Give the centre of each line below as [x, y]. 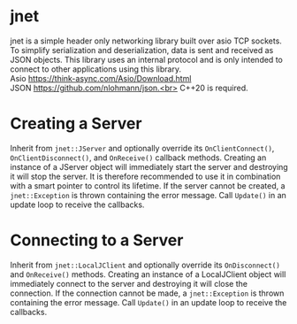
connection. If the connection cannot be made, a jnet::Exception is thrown [147, 293]
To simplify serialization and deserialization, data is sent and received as [142, 50]
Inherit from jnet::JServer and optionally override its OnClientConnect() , [142, 148]
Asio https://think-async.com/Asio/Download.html [101, 78]
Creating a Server [76, 123]
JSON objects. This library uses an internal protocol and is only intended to [147, 59]
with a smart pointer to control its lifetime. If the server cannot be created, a [148, 185]
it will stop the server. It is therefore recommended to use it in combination [145, 176]
